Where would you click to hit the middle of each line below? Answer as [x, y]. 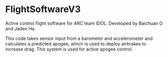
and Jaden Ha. [20, 28]
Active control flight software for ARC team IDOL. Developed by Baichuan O [84, 23]
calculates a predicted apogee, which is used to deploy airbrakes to [76, 43]
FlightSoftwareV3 [43, 9]
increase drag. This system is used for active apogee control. [69, 49]
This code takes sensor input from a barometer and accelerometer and [79, 38]
